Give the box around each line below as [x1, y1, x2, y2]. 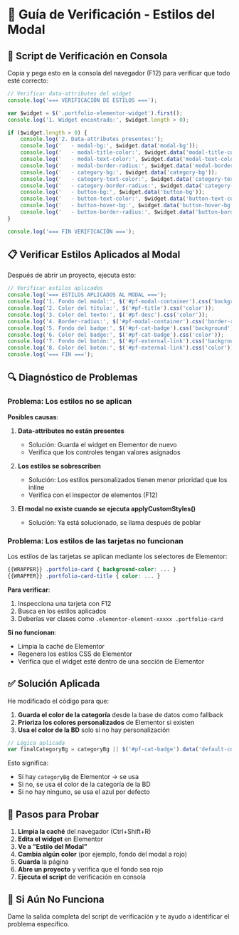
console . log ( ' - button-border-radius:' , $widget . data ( [20, 209, 196, 216]
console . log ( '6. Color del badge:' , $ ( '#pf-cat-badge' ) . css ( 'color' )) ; [7, 331, 224, 338]
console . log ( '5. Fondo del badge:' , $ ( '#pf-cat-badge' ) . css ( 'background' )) [7, 324, 237, 332]
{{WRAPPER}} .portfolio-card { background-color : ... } [7, 566, 176, 573]
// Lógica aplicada [7, 739, 65, 746]
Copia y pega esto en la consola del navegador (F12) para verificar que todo [7, 69, 230, 77]
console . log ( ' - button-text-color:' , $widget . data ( [20, 195, 186, 202]
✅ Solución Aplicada [7, 678, 100, 690]
